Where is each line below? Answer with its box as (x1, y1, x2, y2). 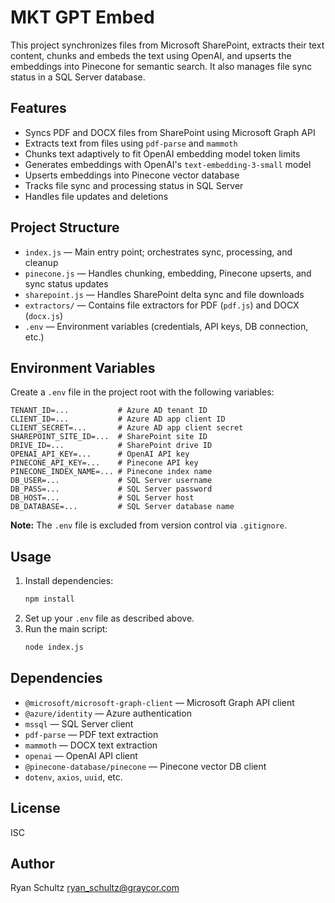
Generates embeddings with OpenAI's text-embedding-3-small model (24, 158, 312, 170)
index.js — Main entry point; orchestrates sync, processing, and (24, 246, 293, 258)
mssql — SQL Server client (24, 717, 134, 730)
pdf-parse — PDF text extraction (24, 728, 159, 740)
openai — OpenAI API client (24, 749, 138, 761)
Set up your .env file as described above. (24, 612, 195, 625)
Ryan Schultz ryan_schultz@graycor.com (10, 882, 180, 894)
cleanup (24, 256, 59, 268)
